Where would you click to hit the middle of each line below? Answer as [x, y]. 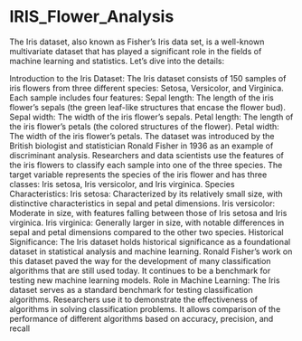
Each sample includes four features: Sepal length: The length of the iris [142, 98]
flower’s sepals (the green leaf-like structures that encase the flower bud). [148, 107]
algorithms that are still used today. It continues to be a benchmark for [140, 270]
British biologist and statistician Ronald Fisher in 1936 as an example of [142, 146]
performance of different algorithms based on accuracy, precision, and [142, 318]
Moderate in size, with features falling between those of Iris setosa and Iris [148, 213]
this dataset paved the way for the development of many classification [140, 260]
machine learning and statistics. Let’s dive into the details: [117, 61]
